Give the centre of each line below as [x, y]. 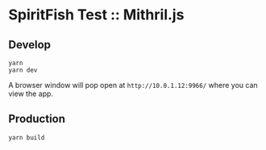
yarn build [27, 137]
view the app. [31, 94]
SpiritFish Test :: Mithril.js [96, 15]
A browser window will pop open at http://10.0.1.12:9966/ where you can [133, 85]
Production [37, 119]
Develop [29, 45]
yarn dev [23, 70]
